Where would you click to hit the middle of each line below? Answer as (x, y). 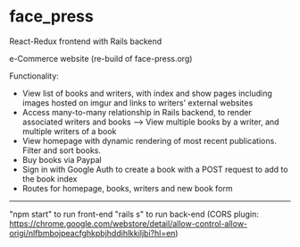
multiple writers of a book (69, 131)
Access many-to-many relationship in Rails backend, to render (137, 112)
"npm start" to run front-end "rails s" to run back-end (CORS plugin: (134, 214)
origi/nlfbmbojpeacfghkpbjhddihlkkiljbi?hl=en (92, 233)
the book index (50, 179)
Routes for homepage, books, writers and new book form (127, 188)
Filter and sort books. (61, 150)
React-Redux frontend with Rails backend (86, 41)
